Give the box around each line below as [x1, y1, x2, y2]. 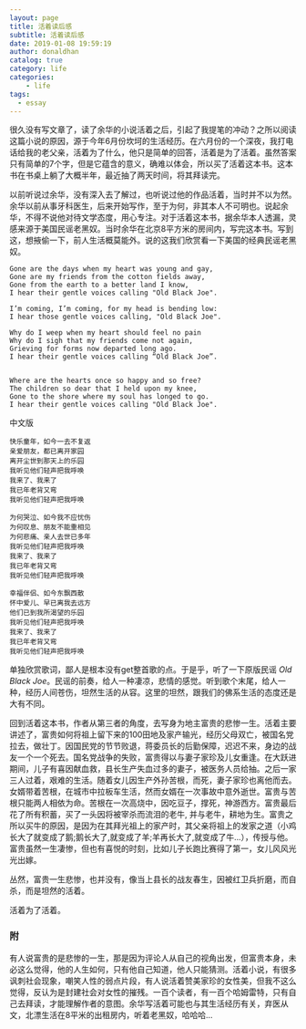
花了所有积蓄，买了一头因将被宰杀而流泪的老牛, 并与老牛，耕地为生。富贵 [9, 809, 285, 820]
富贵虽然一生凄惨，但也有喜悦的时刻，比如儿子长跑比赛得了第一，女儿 [9, 843, 273, 854]
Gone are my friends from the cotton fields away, [9, 273, 206, 282]
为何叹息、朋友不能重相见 [9, 523, 91, 532]
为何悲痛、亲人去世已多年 [9, 533, 91, 542]
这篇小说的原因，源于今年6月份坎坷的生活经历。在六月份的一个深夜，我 [9, 136, 278, 147]
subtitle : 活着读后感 [9, 30, 85, 39]
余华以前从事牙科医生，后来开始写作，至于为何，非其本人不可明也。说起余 [9, 201, 289, 212]
